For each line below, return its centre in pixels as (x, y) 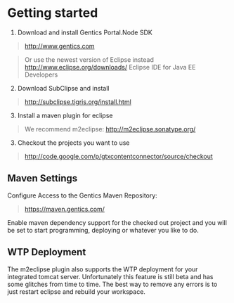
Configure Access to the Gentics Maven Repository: (83, 195)
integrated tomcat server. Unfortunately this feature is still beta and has (110, 276)
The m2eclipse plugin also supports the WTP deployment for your (103, 269)
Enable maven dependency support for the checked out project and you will (117, 222)
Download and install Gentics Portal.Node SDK (85, 32)
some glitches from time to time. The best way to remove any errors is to (112, 284)
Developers (41, 75)
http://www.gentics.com (59, 46)
